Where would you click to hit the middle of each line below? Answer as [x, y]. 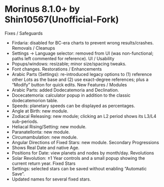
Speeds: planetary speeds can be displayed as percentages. [73, 106]
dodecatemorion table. [35, 100]
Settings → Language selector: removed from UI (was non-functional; [82, 53]
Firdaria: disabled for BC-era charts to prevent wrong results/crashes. [83, 42]
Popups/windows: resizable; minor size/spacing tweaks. [69, 64]
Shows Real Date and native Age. [45, 148]
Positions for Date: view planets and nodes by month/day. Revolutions [83, 153]
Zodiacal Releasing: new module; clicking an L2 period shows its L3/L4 [84, 116]
